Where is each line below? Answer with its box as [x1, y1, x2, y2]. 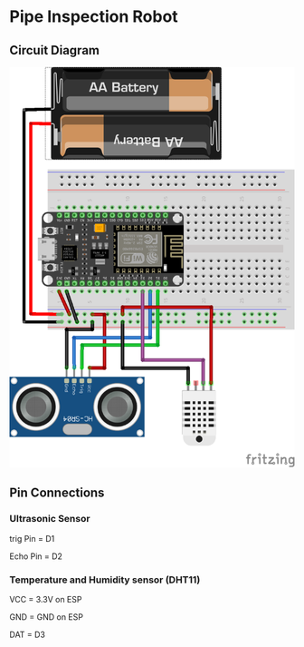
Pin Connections [9, 485, 105, 501]
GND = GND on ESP [9, 611, 84, 622]
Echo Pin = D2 [9, 551, 63, 562]
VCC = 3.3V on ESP [9, 593, 82, 604]
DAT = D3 [9, 629, 46, 640]
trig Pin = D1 [9, 533, 55, 544]
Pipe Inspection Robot [9, 6, 178, 27]
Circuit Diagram [9, 43, 100, 58]
